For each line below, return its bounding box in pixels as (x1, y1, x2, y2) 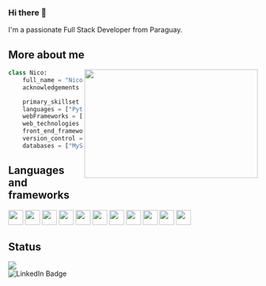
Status (8, 240, 42, 254)
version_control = (22, 134, 83, 143)
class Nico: (8, 69, 47, 77)
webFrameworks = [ (22, 112, 83, 121)
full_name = (22, 76, 62, 84)
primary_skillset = (22, 98, 87, 106)
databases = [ (22, 141, 69, 149)
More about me (8, 47, 85, 62)
